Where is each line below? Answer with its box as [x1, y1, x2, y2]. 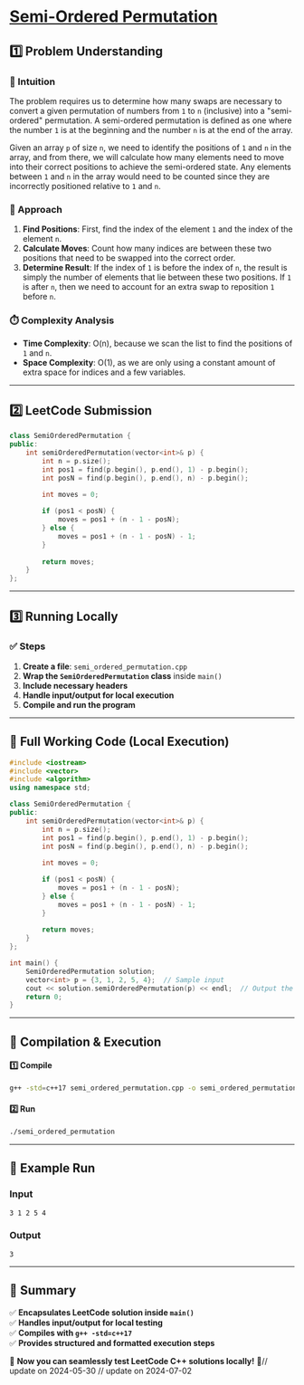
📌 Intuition [9, 75, 56, 88]
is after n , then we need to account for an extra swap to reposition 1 [22, 282, 275, 292]
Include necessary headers [22, 680, 128, 691]
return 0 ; [25, 992, 63, 1001]
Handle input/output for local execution [22, 690, 175, 701]
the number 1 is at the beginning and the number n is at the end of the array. [9, 124, 293, 135]
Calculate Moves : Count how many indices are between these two [22, 243, 272, 254]
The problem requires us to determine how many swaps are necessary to [9, 95, 282, 106]
